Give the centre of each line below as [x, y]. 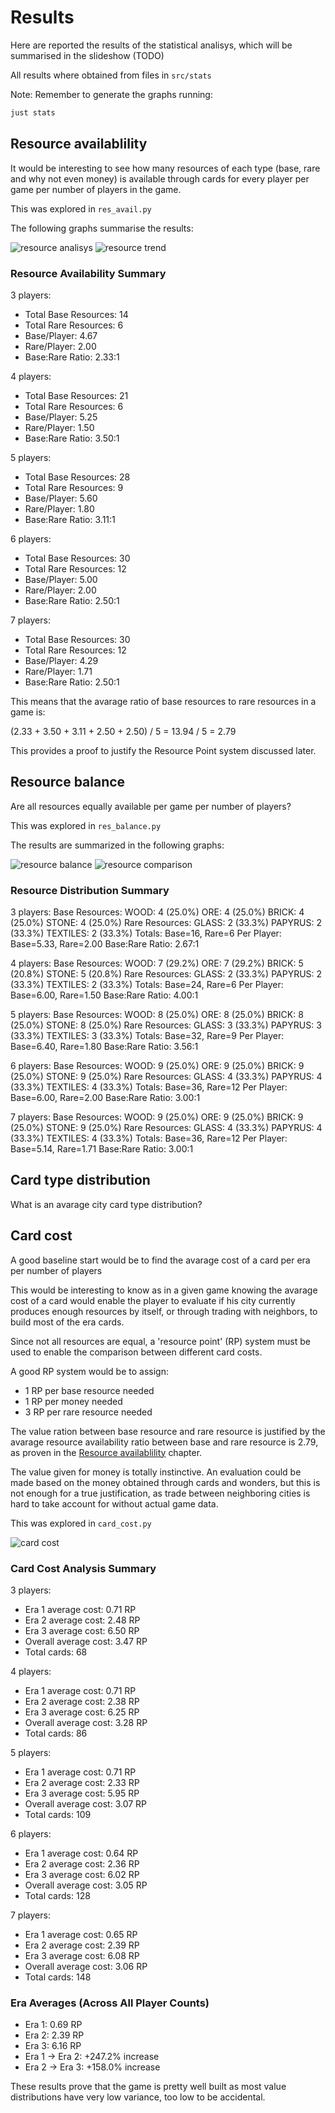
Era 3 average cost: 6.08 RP [82, 1955]
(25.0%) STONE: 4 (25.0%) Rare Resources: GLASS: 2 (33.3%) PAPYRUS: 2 [166, 923]
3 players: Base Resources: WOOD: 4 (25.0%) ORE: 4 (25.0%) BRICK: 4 [157, 912]
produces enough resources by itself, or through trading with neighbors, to [164, 1311]
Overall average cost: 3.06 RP [86, 1966]
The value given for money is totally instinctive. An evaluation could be [156, 1472]
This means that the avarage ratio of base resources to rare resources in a [163, 701]
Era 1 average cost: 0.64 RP [81, 1853]
